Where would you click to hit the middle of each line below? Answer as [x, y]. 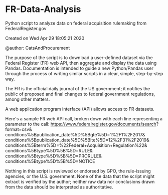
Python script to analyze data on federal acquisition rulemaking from [76, 23]
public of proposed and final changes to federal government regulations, [80, 94]
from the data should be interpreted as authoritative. [59, 187]
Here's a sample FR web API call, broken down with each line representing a [84, 118]
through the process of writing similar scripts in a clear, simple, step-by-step [84, 73]
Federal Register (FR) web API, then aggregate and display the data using [81, 63]
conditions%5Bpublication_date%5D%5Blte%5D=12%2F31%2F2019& [77, 140]
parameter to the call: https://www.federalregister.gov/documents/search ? [82, 124]
